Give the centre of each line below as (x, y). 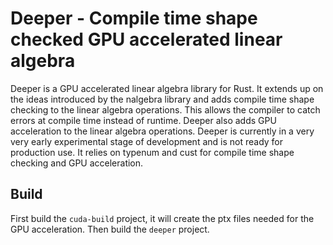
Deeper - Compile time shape (134, 18)
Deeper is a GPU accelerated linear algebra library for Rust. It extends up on (167, 88)
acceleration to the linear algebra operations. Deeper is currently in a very (162, 131)
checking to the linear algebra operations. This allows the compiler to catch (165, 109)
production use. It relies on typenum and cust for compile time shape (152, 152)
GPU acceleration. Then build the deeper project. (110, 229)
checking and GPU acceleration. (77, 163)
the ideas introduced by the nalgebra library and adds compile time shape (162, 99)
